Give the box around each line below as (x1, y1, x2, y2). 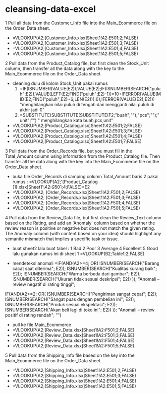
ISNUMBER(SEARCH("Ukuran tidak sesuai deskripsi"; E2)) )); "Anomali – (12, 276, 160, 282)
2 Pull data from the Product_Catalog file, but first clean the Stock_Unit (5, 60, 149, 66)
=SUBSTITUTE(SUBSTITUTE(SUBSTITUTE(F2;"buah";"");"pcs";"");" (19, 112, 160, 118)
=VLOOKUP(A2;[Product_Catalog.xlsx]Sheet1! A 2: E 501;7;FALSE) (12, 138, 142, 144)
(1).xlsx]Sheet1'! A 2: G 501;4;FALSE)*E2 (12, 184, 90, 190)
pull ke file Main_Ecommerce (12, 322, 71, 328)
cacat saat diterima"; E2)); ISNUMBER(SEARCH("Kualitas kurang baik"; (12, 265, 157, 271)
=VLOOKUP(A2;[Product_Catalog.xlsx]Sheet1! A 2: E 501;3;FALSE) (12, 128, 142, 133)
